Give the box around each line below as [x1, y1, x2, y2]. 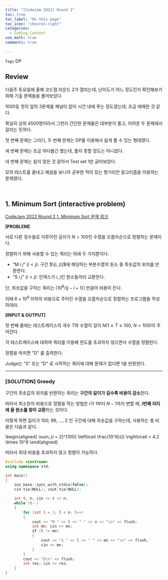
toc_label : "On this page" [5, 17, 61, 22]
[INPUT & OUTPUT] [5, 312, 46, 318]
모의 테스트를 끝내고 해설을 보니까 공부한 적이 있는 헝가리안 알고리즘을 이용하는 [5, 169, 159, 175]
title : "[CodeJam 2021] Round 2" [5, 7, 75, 13]
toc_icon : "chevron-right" [5, 21, 61, 27]
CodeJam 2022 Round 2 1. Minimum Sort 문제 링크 [5, 214, 108, 220]
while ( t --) [14, 501, 39, 506]
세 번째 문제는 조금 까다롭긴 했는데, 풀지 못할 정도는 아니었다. [5, 148, 124, 154]
